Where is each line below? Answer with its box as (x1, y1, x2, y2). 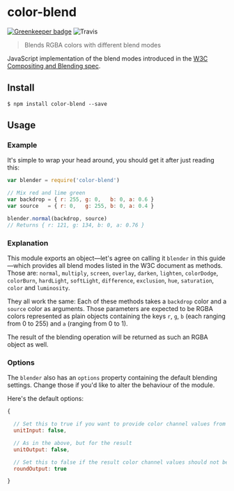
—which (7, 261, 31, 269)
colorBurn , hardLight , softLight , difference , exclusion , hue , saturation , (7, 276, 214, 285)
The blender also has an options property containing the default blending (7, 374, 218, 382)
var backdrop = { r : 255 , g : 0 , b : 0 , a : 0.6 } (7, 196, 155, 203)
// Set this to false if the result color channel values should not (13, 458, 219, 466)
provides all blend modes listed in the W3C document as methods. (32, 261, 223, 269)
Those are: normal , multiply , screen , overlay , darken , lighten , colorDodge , (7, 269, 219, 277)
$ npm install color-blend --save (7, 100, 108, 107)
